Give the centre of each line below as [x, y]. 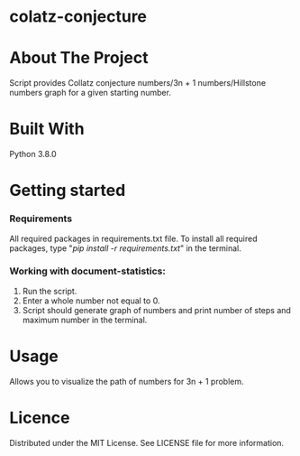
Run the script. [50, 291]
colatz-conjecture [78, 17]
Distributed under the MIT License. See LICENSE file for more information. [147, 442]
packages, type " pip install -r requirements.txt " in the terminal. [125, 248]
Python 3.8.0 [33, 154]
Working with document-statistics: [88, 271]
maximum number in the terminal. [85, 320]
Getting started [68, 191]
